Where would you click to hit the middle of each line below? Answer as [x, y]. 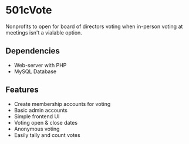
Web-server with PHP [40, 65]
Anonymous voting [37, 129]
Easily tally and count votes [47, 135]
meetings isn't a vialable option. [44, 32]
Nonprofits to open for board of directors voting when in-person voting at [94, 26]
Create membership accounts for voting [62, 104]
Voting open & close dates [45, 122]
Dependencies [33, 51]
